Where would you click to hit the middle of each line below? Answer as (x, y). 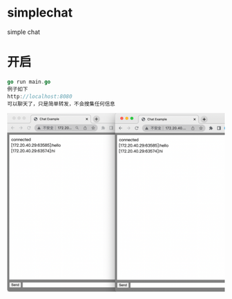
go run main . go (29, 82)
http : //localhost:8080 (40, 96)
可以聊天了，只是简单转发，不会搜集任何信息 (61, 104)
